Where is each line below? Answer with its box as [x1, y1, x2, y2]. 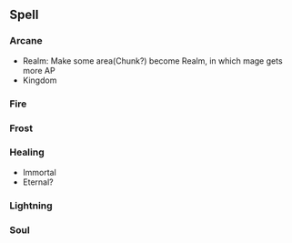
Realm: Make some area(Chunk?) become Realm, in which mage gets [22, 55, 284, 66]
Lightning [9, 199, 53, 212]
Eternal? [22, 177, 54, 187]
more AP [22, 65, 56, 76]
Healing [9, 146, 45, 158]
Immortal [22, 167, 56, 177]
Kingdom [22, 75, 57, 86]
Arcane [9, 35, 43, 47]
